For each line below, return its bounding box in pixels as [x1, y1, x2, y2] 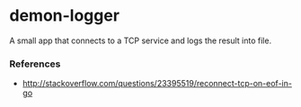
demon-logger [9, 5, 120, 26]
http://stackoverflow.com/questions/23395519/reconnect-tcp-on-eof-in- [22, 78, 292, 89]
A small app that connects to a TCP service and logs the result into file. [9, 35, 272, 46]
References [9, 58, 61, 70]
